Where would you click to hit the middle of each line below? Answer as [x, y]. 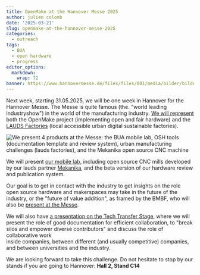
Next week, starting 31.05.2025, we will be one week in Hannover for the [95, 101]
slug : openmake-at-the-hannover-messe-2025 [61, 28]
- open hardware [32, 56]
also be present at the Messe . [43, 205]
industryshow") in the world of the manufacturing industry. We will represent [100, 113]
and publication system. [35, 174]
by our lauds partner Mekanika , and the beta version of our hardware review [100, 168]
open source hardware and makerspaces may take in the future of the [92, 192]
